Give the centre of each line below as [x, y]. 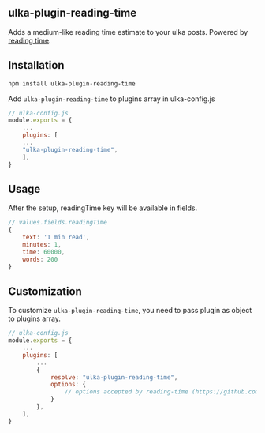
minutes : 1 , [42, 244]
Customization [45, 291]
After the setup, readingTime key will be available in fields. [103, 208]
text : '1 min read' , [56, 237]
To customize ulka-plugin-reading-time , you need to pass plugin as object [130, 311]
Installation [36, 65]
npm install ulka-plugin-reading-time [72, 83]
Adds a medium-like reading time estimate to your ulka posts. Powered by [128, 32]
